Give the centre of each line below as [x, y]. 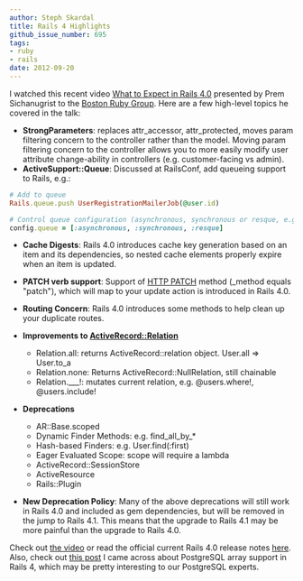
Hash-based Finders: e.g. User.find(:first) [112, 446]
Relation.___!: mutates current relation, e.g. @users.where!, [145, 382]
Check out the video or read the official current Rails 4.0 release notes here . [150, 548]
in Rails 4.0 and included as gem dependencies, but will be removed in [153, 512]
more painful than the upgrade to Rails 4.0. [102, 530]
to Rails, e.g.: [46, 178]
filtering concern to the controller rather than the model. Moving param [154, 140]
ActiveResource [65, 475]
